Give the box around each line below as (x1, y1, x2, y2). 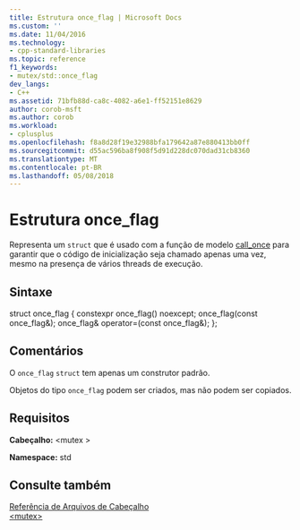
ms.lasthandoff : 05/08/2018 (9, 171, 115, 180)
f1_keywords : (9, 64, 58, 73)
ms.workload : (9, 122, 58, 131)
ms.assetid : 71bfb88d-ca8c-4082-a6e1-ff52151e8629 (9, 96, 202, 106)
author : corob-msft (9, 105, 82, 114)
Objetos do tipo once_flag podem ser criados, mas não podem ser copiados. (9, 384, 292, 395)
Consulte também (9, 478, 112, 493)
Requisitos (9, 411, 70, 426)
